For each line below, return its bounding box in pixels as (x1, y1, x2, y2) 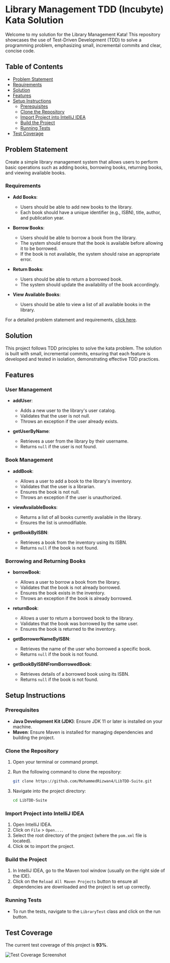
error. (20, 256, 32, 262)
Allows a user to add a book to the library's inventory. (20, 478, 132, 484)
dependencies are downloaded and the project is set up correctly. (12, 884, 151, 890)
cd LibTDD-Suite (12, 797, 47, 803)
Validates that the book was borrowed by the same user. (20, 620, 138, 627)
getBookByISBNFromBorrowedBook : (12, 661, 92, 667)
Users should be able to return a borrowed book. (20, 276, 123, 282)
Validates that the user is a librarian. (20, 483, 96, 489)
